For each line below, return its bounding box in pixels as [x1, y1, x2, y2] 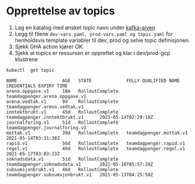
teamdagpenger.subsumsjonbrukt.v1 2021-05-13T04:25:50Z [6, 171, 153, 177]
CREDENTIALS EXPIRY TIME [6, 82, 68, 89]
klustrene [14, 56, 38, 63]
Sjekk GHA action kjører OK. [14, 43, 85, 50]
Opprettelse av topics [6, 4, 115, 18]
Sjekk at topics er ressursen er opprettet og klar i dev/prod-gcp [14, 49, 171, 56]
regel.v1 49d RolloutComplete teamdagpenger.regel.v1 [6, 145, 185, 152]
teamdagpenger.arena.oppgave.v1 [6, 93, 86, 99]
